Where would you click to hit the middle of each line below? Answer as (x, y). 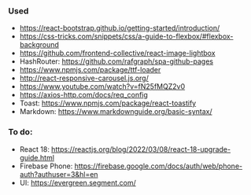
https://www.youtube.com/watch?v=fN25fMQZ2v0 (102, 86)
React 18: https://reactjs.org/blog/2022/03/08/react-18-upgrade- (125, 149)
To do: (20, 132)
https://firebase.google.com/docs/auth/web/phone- (158, 166)
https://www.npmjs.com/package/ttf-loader (90, 70)
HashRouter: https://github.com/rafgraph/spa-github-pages (116, 61)
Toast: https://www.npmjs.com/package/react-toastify (108, 103)
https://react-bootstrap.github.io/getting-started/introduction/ (120, 28)
